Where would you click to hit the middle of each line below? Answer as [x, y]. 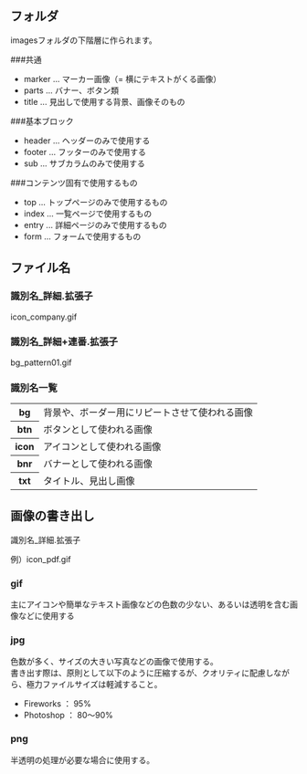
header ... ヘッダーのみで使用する [87, 141]
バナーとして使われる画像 [98, 464]
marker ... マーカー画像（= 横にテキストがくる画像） [122, 78]
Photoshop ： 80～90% [68, 715]
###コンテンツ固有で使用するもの [74, 183]
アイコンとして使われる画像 [102, 447]
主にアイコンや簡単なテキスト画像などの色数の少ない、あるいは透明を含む [150, 604]
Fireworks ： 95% [58, 703]
